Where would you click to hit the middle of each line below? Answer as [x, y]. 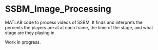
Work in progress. [23, 42]
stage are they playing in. [30, 33]
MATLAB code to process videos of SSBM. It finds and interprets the [74, 22]
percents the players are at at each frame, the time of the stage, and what [79, 27]
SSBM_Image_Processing [58, 9]
